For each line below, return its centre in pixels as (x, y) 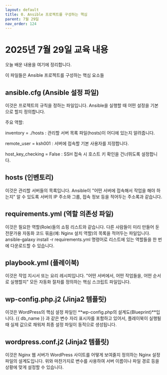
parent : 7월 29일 (22, 19)
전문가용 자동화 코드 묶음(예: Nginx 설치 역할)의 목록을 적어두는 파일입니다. (78, 233)
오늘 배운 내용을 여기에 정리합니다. (38, 65)
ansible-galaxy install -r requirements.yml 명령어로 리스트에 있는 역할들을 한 (81, 239)
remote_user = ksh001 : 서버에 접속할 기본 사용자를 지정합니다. (67, 143)
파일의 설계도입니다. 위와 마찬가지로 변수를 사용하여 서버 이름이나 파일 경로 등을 (82, 361)
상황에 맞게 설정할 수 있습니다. (34, 368)
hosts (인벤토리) (29, 178)
